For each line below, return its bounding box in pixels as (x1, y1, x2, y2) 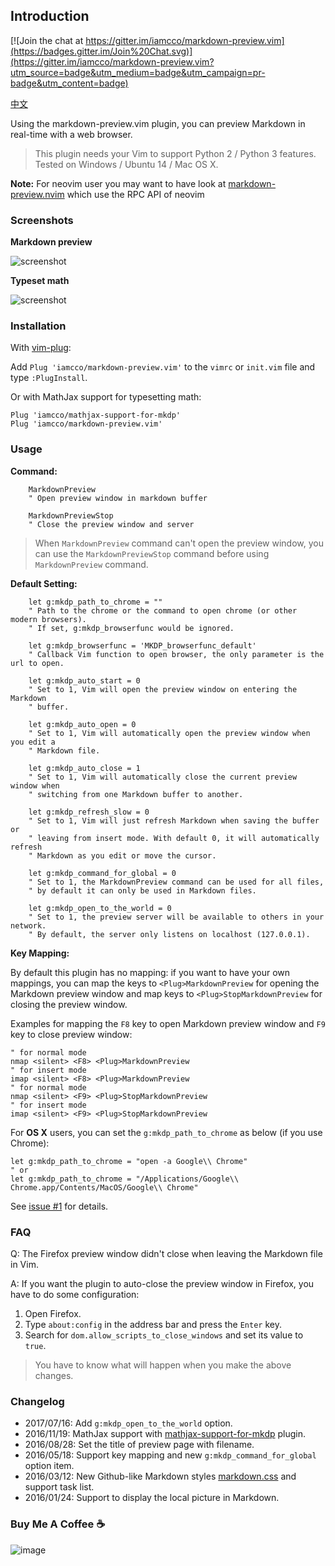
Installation (10, 319, 67, 333)
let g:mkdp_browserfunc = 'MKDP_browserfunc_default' (28, 640, 257, 651)
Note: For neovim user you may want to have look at (10, 177, 227, 189)
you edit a (10, 737, 56, 747)
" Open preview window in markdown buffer (28, 493, 208, 503)
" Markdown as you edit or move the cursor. (28, 850, 217, 861)
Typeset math (10, 275, 70, 287)
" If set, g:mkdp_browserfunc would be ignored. (28, 623, 235, 633)
